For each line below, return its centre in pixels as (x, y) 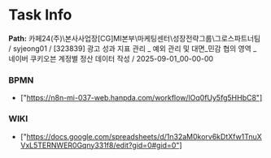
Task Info (40, 15)
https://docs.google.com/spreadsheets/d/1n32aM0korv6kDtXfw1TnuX (144, 136)
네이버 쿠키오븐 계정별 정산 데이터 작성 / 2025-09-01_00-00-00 (111, 58)
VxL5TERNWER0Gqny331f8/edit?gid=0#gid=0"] (101, 145)
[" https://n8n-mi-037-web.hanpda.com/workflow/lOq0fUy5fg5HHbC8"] (141, 98)
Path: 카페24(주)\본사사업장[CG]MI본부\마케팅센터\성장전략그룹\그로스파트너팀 (135, 38)
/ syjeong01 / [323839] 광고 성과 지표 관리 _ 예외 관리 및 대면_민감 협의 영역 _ (133, 48)
